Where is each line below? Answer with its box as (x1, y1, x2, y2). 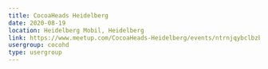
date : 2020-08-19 (8, 19, 66, 27)
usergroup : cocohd (8, 41, 69, 49)
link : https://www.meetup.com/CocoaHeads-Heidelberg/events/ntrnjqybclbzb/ (8, 33, 266, 42)
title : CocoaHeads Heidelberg (8, 11, 109, 20)
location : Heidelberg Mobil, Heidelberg (8, 26, 145, 34)
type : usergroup (8, 48, 62, 56)
